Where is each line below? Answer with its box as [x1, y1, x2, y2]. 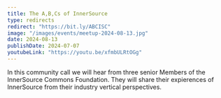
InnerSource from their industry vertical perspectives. [7, 83, 162, 91]
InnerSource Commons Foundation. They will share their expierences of [7, 75, 215, 83]
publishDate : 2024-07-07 [7, 42, 80, 49]
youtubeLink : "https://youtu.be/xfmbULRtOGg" [7, 49, 142, 56]
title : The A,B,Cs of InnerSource [7, 10, 108, 17]
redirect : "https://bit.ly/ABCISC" [7, 23, 111, 30]
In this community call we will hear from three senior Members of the [7, 67, 206, 76]
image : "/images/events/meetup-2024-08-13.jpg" [7, 29, 149, 37]
